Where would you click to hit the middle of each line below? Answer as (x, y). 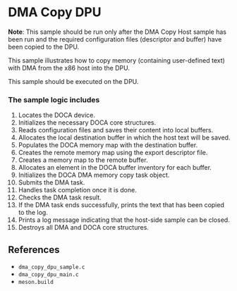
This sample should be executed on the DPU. (73, 81)
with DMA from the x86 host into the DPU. (69, 68)
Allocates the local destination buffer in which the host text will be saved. (124, 137)
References (34, 250)
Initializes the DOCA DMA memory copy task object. (94, 175)
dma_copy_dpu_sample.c (51, 267)
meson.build (36, 283)
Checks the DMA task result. (60, 197)
